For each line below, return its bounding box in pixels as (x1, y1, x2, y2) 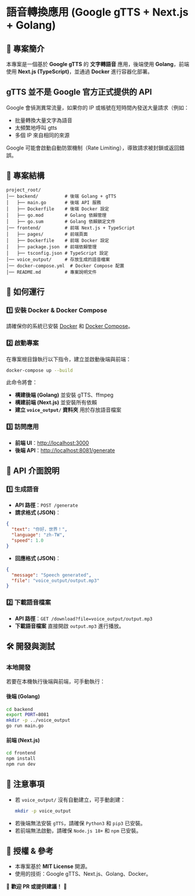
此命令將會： (6, 379, 37, 386)
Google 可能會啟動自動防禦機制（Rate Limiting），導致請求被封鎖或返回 (6, 144, 180, 151)
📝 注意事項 (6, 779, 45, 789)
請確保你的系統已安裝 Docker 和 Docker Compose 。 (6, 323, 134, 330)
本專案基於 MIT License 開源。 (14, 863, 91, 870)
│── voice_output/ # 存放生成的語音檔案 (6, 257, 110, 263)
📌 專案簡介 (6, 43, 45, 54)
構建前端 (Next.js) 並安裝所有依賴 (14, 399, 97, 406)
